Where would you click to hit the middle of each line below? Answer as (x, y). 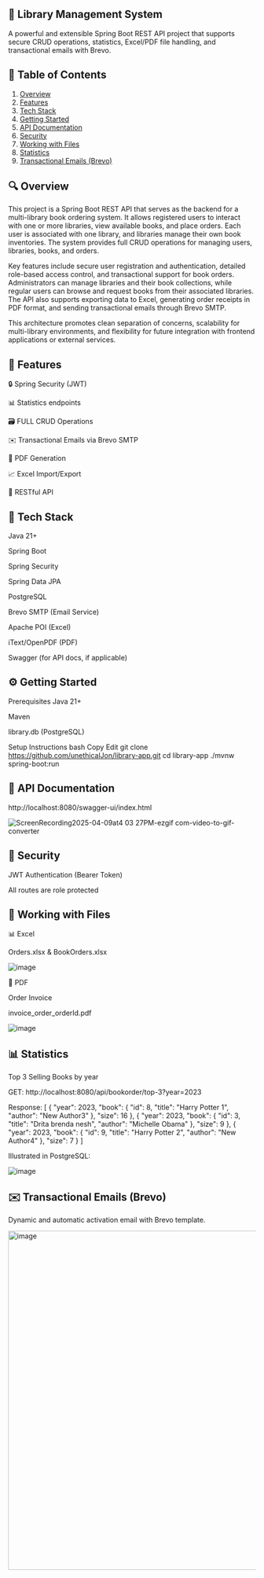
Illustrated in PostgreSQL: (49, 1156)
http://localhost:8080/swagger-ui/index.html (80, 807)
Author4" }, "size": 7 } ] (46, 1141)
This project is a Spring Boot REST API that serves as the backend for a (123, 209)
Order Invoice (30, 998)
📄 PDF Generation (37, 458)
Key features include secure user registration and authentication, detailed (127, 266)
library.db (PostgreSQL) (46, 731)
